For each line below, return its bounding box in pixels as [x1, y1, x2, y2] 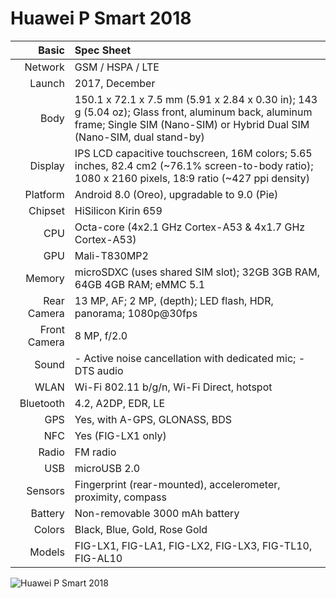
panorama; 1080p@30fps [74, 306, 198, 320]
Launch [29, 76, 65, 90]
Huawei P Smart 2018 [10, 7, 192, 30]
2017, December [74, 76, 156, 90]
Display [29, 158, 65, 172]
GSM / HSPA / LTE [74, 60, 160, 74]
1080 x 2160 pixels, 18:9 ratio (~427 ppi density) [74, 171, 310, 185]
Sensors [26, 483, 65, 497]
